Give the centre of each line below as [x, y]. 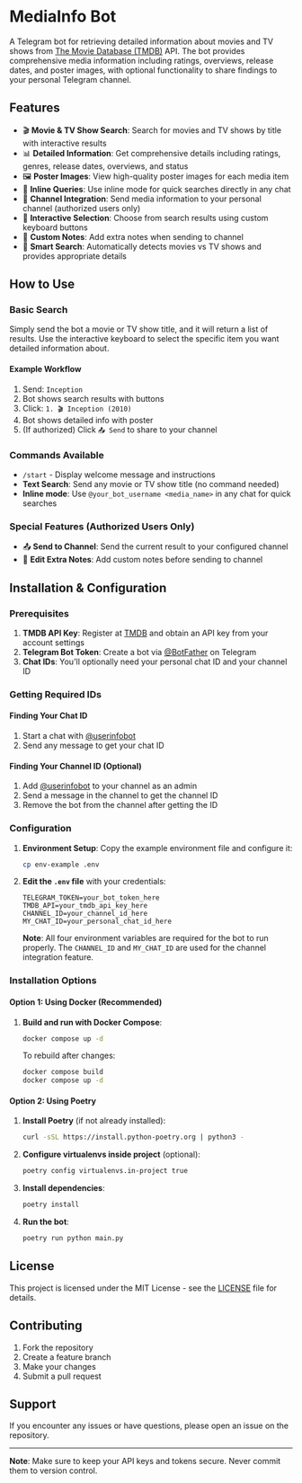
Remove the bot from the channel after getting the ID [120, 805]
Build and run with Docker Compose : [92, 1022]
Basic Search [39, 310]
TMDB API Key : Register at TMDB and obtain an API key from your [145, 633]
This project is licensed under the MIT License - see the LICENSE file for [143, 1288]
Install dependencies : [63, 1188]
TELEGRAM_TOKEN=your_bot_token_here [91, 898]
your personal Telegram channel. [71, 79]
